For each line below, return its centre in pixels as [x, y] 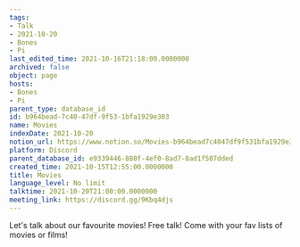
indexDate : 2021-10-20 [51, 134]
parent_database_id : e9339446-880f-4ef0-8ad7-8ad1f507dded [121, 158]
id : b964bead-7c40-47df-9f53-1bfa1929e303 [89, 117]
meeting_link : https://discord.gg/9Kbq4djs [92, 200]
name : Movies [33, 126]
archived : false [39, 68]
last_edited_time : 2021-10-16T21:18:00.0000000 [100, 59]
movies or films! [39, 235]
